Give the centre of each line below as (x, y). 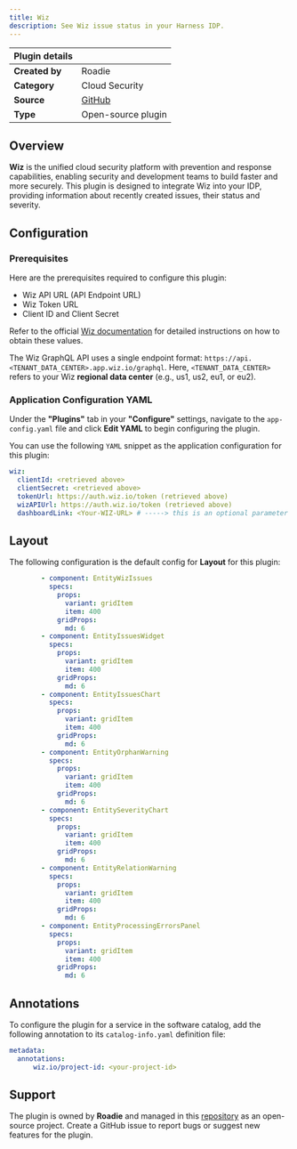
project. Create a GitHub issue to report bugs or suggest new (148, 1126)
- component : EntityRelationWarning (109, 868)
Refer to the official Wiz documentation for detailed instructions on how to (144, 331)
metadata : (28, 1051)
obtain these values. (46, 340)
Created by (38, 70)
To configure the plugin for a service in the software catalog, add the (135, 1025)
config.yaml (31, 429)
